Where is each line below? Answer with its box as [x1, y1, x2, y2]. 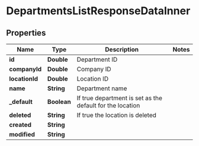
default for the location [76, 101, 140, 109]
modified [9, 131, 36, 138]
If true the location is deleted [76, 111, 157, 119]
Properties [6, 28, 46, 38]
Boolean [47, 98, 71, 106]
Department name [76, 84, 127, 93]
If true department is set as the [76, 94, 163, 102]
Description [105, 46, 139, 53]
